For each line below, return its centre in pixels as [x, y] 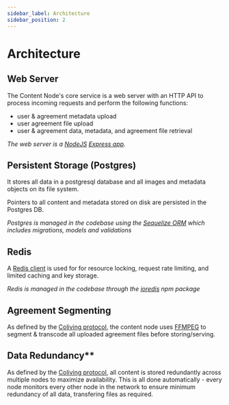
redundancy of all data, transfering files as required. [80, 394]
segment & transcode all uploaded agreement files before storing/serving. [111, 334]
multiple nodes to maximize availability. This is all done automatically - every [114, 379]
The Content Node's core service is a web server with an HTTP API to [105, 95]
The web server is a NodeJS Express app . [66, 144]
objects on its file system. [43, 189]
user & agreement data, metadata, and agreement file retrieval [105, 130]
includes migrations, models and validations [69, 230]
